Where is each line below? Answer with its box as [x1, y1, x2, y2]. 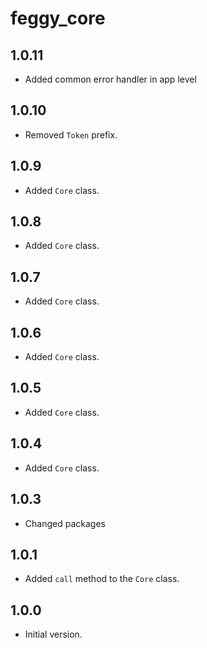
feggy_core [10, 7, 106, 30]
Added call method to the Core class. [24, 573, 180, 585]
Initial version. [24, 628, 83, 641]
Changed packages [24, 517, 106, 529]
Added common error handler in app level [24, 73, 197, 85]
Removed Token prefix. [24, 128, 118, 141]
